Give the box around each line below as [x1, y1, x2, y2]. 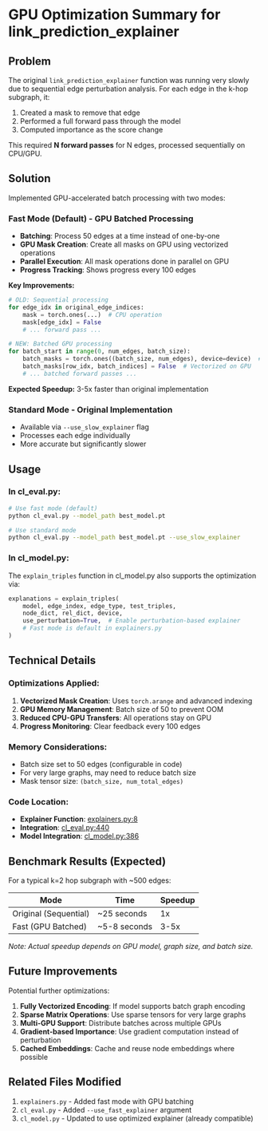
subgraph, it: [8, 93, 50, 101]
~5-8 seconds [97, 920, 153, 931]
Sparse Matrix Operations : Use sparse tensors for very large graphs [19, 1010, 246, 1019]
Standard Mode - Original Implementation [8, 404, 173, 415]
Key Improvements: [8, 281, 75, 291]
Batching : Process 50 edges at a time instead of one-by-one [19, 231, 220, 241]
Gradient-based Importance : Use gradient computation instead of [19, 1026, 239, 1036]
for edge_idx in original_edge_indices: [8, 303, 145, 311]
